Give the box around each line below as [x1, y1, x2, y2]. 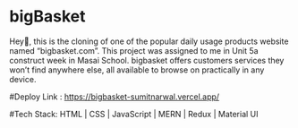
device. [9, 73, 37, 84]
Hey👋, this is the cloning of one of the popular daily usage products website [9, 36, 289, 47]
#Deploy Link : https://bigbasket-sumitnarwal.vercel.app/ [9, 91, 220, 102]
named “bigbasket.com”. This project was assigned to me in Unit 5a [9, 45, 259, 55]
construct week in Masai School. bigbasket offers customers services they [9, 55, 285, 65]
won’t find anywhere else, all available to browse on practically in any [9, 64, 265, 75]
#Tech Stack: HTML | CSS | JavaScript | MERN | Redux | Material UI [9, 108, 259, 119]
